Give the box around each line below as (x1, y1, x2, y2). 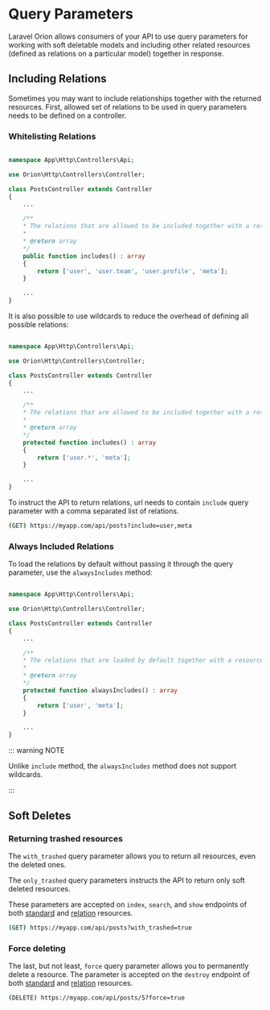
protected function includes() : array (22, 438, 157, 447)
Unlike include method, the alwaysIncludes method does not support (8, 761, 237, 771)
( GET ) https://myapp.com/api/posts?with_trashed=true (8, 924, 193, 932)
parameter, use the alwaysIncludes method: (8, 567, 153, 577)
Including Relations (8, 72, 107, 85)
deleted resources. (8, 883, 71, 893)
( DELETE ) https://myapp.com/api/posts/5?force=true (8, 994, 185, 1002)
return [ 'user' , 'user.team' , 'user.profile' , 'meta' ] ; (37, 267, 228, 275)
